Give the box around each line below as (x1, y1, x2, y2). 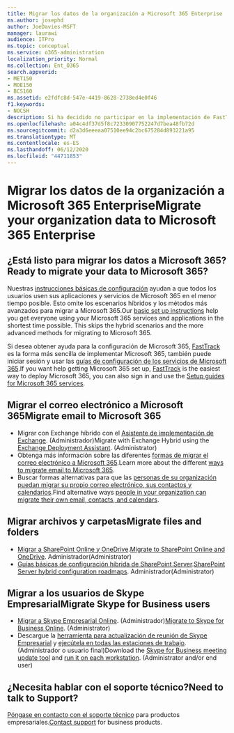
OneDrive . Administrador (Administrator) (17, 552, 132, 561)
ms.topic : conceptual (7, 43, 70, 49)
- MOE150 (7, 82, 33, 88)
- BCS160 (7, 88, 33, 95)
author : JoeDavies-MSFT (7, 23, 77, 30)
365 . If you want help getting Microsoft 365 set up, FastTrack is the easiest (7, 364, 221, 373)
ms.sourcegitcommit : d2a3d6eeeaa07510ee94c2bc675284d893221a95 (7, 127, 195, 134)
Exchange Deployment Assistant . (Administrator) (17, 443, 157, 452)
